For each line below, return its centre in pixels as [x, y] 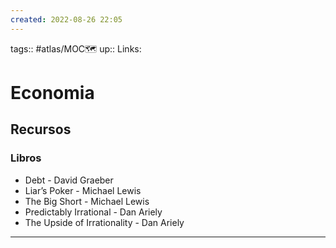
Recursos [41, 129]
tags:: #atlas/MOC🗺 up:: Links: [76, 48]
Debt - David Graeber [69, 180]
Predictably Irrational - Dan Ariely [93, 212]
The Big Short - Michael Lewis [87, 201]
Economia [52, 92]
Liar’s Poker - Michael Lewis [83, 190]
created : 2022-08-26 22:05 [66, 19]
